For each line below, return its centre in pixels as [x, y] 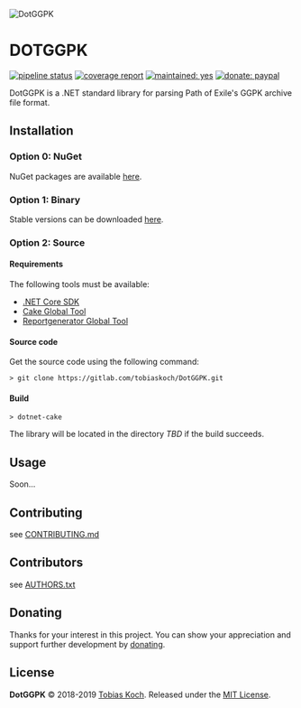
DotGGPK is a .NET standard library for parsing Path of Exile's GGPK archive [151, 93]
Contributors [46, 563]
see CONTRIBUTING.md [55, 535]
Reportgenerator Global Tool [75, 321]
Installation [41, 131]
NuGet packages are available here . [76, 176]
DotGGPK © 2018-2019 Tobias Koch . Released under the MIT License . [140, 694]
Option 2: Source [47, 242]
